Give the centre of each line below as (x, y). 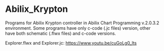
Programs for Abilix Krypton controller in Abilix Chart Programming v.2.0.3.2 (82, 23)
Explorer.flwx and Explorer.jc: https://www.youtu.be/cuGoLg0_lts (71, 43)
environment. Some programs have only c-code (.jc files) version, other (78, 28)
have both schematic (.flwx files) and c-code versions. (61, 33)
